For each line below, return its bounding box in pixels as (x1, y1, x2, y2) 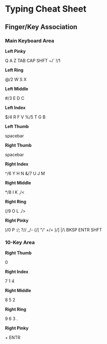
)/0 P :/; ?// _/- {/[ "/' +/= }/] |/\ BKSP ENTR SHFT (5, 227, 102, 232)
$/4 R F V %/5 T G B (5, 114, 46, 120)
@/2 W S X (5, 76, 27, 82)
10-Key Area (5, 239, 35, 246)
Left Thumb (5, 123, 29, 129)
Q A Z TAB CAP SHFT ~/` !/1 (5, 57, 61, 64)
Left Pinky (5, 48, 26, 54)
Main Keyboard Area (5, 37, 55, 44)
